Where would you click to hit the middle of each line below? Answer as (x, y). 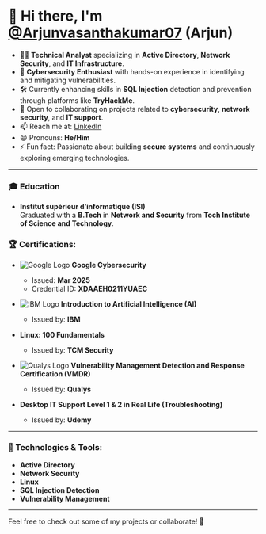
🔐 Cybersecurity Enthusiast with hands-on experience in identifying (132, 71)
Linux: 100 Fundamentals (62, 334)
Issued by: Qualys (61, 389)
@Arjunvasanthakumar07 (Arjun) (121, 33)
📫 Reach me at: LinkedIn (61, 126)
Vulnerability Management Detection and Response (158, 365)
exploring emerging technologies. (74, 158)
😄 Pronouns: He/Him (55, 137)
